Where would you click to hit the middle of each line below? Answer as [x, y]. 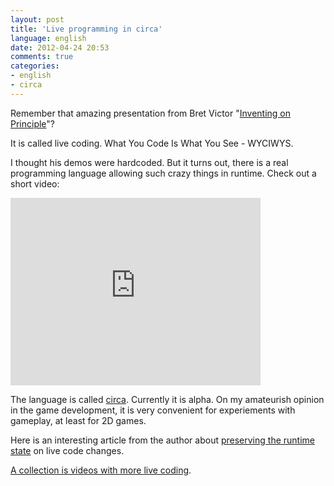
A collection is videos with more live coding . [101, 470]
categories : [35, 66]
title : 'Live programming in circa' [86, 29]
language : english [48, 38]
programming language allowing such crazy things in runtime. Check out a [163, 173]
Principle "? [33, 123]
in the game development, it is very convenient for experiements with [153, 410]
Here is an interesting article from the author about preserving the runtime [162, 440]
